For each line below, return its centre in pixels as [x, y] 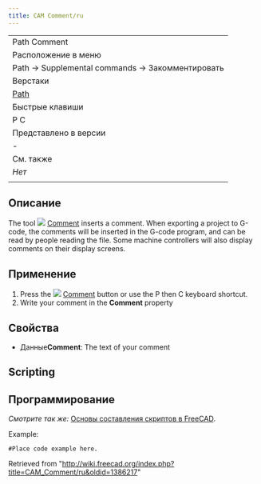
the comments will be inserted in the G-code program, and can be [137, 232]
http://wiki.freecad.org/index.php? [118, 464]
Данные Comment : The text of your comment [95, 347]
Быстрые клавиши [48, 106]
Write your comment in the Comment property [96, 303]
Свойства [34, 328]
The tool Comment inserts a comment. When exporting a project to [123, 223]
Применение [42, 274]
